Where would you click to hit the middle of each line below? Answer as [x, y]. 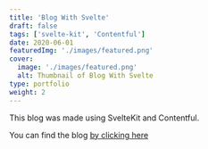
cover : [21, 59]
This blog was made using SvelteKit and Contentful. [104, 118]
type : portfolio [39, 84]
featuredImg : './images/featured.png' [81, 51]
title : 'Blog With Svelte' [59, 17]
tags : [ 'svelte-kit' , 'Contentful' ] [77, 34]
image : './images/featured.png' [78, 68]
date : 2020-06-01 [42, 42]
